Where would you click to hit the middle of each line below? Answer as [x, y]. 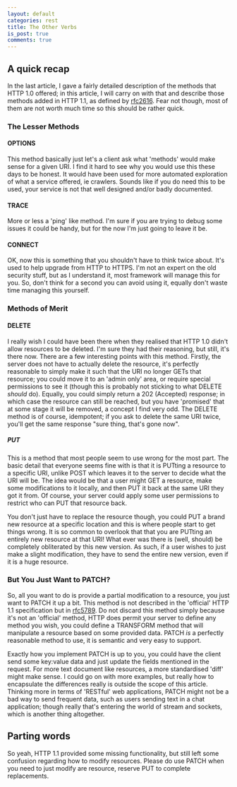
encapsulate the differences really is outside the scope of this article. [108, 684]
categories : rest [33, 20]
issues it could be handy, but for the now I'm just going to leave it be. [108, 229]
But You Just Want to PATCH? [59, 580]
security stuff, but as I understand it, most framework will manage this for [114, 276]
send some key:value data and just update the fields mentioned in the [108, 661]
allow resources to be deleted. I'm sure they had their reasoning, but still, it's [119, 349]
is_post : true [28, 34]
